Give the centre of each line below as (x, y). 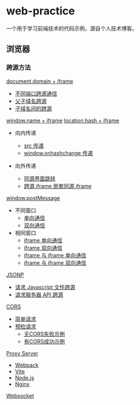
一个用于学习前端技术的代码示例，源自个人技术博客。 (72, 28)
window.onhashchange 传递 (58, 153)
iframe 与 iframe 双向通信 (55, 262)
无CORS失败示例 (44, 334)
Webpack (27, 365)
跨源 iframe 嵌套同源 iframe (57, 186)
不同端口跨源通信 (36, 93)
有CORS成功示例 (44, 341)
